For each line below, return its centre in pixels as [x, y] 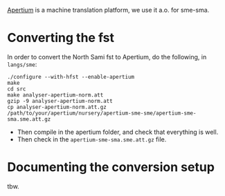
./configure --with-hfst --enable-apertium [71, 77]
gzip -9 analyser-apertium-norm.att [60, 101]
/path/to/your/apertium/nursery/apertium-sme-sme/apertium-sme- [102, 113]
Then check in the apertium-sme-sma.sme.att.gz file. [92, 139]
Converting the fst [61, 38]
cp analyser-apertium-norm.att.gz [57, 107]
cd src [17, 89]
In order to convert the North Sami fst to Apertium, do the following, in [107, 57]
